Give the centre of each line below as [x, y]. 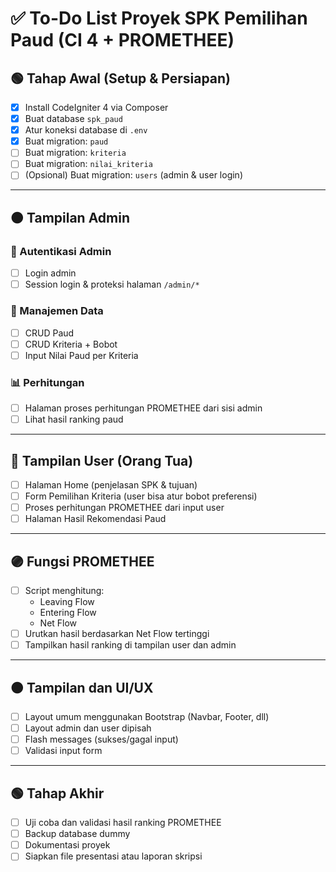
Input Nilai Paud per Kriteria [81, 355]
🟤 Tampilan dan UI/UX [82, 687]
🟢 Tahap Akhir [57, 793]
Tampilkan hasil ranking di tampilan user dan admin [130, 645]
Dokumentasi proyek [67, 845]
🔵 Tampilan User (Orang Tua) [102, 460]
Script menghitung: [64, 591]
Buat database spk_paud [73, 119]
